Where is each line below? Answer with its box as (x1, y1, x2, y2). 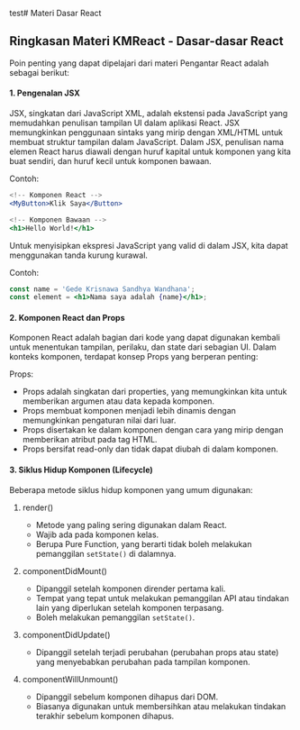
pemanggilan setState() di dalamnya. (35, 548, 177, 559)
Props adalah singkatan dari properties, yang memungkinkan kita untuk (22, 387, 287, 397)
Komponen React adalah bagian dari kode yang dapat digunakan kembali (9, 333, 281, 343)
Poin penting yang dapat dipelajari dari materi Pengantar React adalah (9, 58, 269, 68)
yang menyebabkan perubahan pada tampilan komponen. (35, 656, 250, 667)
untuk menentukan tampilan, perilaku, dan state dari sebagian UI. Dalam (9, 342, 277, 352)
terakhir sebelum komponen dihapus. (35, 710, 175, 721)
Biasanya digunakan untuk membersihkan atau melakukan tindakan (35, 700, 286, 711)
